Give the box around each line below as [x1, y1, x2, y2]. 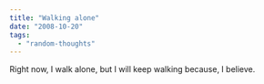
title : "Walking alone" [9, 13, 100, 23]
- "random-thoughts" [17, 38, 96, 48]
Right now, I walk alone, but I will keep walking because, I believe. [9, 64, 256, 75]
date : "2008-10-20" [9, 22, 84, 31]
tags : [9, 30, 30, 39]
